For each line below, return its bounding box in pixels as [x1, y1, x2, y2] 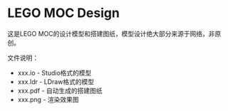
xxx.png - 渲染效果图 [17, 95, 80, 104]
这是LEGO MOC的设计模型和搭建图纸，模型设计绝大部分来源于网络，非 [7, 29, 215, 38]
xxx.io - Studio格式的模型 [17, 68, 92, 77]
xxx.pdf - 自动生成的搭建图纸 [17, 86, 103, 95]
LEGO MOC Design [7, 5, 120, 21]
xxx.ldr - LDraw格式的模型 [17, 77, 94, 86]
